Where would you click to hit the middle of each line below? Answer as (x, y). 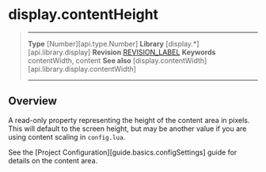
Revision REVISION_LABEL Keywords (154, 52)
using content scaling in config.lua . (67, 136)
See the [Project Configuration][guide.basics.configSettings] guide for (123, 152)
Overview (33, 101)
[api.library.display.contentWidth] (82, 69)
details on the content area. (53, 160)
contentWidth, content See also (80, 60)
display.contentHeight (84, 15)
